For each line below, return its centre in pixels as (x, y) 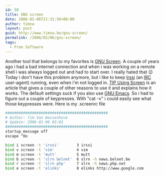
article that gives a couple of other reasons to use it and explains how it (79, 87)
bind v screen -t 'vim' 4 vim (47, 150)
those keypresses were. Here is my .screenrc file (55, 103)
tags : (11, 42)
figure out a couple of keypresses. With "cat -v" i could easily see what (78, 98)
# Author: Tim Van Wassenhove (37, 117)
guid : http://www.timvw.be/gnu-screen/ (47, 33)
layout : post (19, 28)
